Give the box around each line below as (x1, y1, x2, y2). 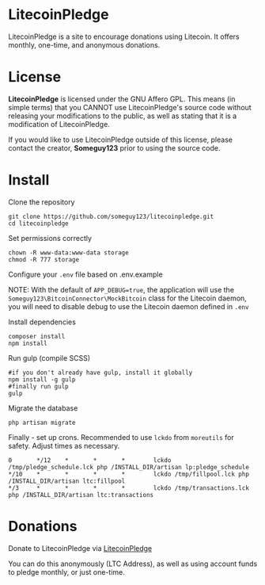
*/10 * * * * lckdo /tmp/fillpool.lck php (8, 470, 249, 478)
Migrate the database (8, 403, 78, 413)
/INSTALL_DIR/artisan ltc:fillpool (8, 477, 126, 485)
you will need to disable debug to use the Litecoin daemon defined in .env (8, 301, 249, 311)
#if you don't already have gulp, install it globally (8, 369, 193, 377)
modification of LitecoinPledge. (8, 119, 111, 128)
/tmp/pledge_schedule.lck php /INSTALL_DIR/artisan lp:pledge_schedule (8, 463, 249, 471)
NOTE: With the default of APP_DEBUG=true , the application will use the (8, 285, 235, 294)
